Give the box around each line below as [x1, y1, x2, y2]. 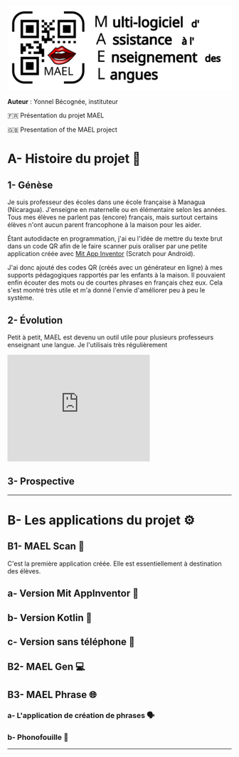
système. [7, 294, 34, 302]
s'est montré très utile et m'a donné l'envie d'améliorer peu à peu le [7, 286, 206, 295]
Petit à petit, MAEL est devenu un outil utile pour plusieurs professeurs [7, 333, 214, 342]
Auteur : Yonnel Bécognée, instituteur [7, 97, 119, 106]
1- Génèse [7, 179, 53, 191]
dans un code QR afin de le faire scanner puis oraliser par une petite [7, 242, 208, 250]
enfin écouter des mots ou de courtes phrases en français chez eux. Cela [7, 278, 223, 287]
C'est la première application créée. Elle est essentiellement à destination [7, 559, 222, 568]
